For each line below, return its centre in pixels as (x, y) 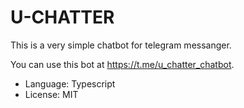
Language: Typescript (70, 83)
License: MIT (51, 94)
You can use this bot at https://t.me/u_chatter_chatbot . (122, 64)
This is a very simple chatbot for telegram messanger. (121, 45)
